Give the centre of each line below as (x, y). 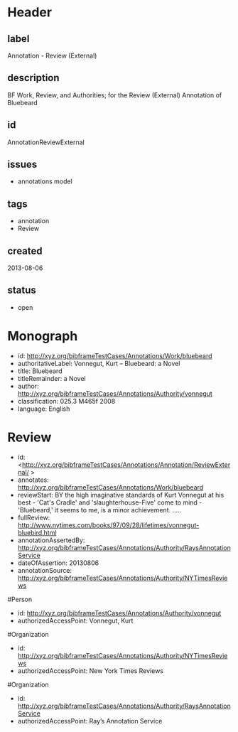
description (33, 78)
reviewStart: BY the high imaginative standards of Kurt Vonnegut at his (121, 495)
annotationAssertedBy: (51, 540)
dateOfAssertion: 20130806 (58, 563)
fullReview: (34, 517)
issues (22, 165)
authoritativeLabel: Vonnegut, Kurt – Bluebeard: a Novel (99, 363)
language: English (44, 409)
